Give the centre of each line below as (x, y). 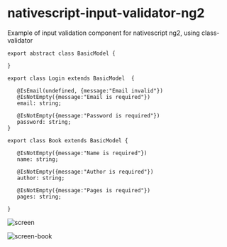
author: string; (41, 178)
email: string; (39, 103)
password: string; (44, 122)
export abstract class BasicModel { (61, 53)
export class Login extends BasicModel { (71, 78)
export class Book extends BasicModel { (68, 140)
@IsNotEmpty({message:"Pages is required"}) (84, 190)
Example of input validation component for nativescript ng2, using (104, 33)
